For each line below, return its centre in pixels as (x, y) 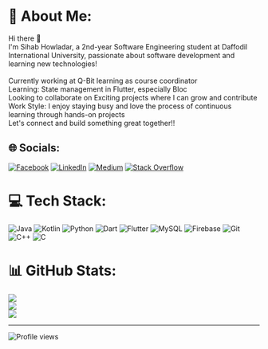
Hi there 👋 (25, 38)
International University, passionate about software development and (122, 55)
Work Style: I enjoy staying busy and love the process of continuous (120, 106)
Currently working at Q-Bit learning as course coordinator (103, 80)
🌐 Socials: (34, 148)
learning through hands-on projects (67, 114)
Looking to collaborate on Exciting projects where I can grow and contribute (133, 97)
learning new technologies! (53, 64)
